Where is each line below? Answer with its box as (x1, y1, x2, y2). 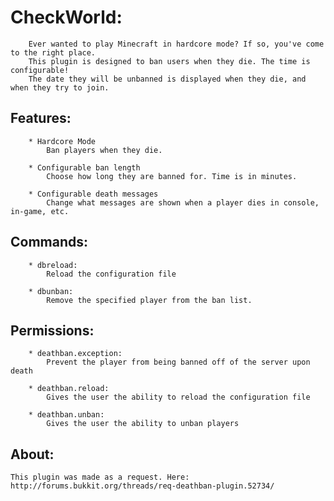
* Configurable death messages (28, 189, 159, 199)
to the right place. (10, 47, 97, 58)
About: (10, 446, 55, 463)
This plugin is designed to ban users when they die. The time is (28, 56, 311, 66)
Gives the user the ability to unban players (46, 419, 240, 429)
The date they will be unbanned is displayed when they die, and (28, 74, 307, 84)
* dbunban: (28, 286, 74, 296)
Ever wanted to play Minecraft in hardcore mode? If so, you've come (28, 39, 325, 49)
